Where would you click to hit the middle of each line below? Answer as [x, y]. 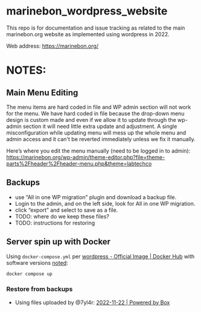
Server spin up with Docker [58, 242]
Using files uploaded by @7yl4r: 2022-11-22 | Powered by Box [92, 302]
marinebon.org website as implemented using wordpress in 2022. [88, 34]
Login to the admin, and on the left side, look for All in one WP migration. [105, 203]
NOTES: [26, 70]
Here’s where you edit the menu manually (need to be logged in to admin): [98, 151]
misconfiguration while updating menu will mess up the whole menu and [96, 132]
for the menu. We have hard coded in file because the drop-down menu [95, 113]
